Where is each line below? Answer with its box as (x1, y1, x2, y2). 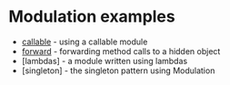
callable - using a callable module (21, 36, 148, 47)
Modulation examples (8, 6, 175, 27)
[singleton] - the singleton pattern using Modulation (21, 65, 215, 76)
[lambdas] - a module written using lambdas (21, 55, 188, 66)
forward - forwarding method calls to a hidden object (21, 45, 221, 56)
